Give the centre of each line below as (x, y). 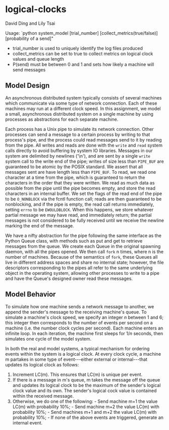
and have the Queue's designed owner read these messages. (69, 278)
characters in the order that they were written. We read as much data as (80, 182)
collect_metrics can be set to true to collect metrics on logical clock (83, 54)
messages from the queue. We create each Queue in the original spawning (83, 246)
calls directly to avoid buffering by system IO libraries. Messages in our (79, 151)
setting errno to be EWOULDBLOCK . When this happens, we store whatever (79, 209)
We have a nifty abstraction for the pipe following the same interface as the (83, 235)
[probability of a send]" (30, 38)
